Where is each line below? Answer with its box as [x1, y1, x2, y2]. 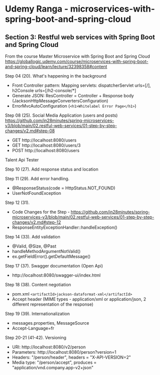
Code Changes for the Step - [12, 209, 70, 215]
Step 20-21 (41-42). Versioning [5, 335, 67, 340]
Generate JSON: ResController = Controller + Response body [12, 93, 134, 98]
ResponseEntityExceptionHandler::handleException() [12, 224, 117, 230]
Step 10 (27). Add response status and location [5, 166, 99, 172]
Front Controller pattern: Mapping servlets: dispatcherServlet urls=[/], [12, 82, 151, 88]
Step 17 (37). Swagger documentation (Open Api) [5, 263, 103, 268]
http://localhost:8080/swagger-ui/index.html [12, 272, 101, 278]
